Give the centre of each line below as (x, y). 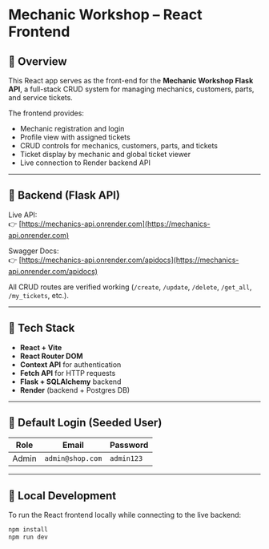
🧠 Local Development (62, 496)
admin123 (126, 459)
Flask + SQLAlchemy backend (70, 381)
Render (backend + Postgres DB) (75, 390)
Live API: (23, 215)
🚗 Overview (38, 61)
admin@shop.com (73, 459)
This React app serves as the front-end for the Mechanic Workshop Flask (131, 81)
